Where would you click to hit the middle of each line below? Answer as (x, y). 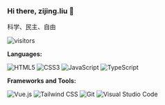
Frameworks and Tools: (42, 81)
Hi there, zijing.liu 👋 (41, 11)
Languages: (25, 54)
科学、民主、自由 (32, 27)
